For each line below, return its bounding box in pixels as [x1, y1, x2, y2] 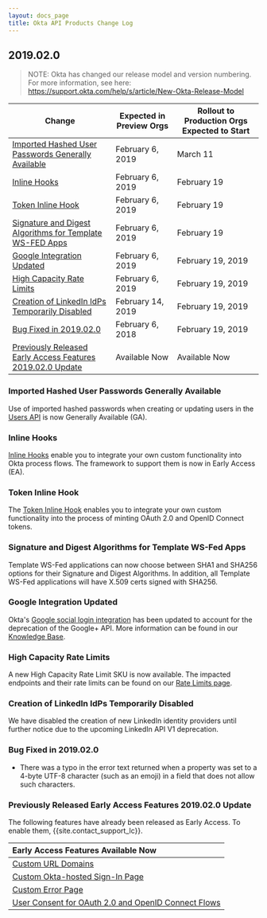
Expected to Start [182, 125, 250, 136]
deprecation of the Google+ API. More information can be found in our [8, 623, 238, 633]
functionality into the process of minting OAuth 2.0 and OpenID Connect [8, 514, 245, 523]
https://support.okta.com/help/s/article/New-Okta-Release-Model [27, 87, 245, 96]
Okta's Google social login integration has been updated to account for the [8, 615, 253, 624]
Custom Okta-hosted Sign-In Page [12, 871, 145, 882]
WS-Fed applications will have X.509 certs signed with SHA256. [8, 576, 219, 586]
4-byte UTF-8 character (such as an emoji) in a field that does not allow [19, 771, 256, 780]
